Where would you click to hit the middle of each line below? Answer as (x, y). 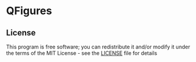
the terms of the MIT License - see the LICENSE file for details (82, 53)
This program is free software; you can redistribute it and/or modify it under (98, 47)
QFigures (29, 11)
